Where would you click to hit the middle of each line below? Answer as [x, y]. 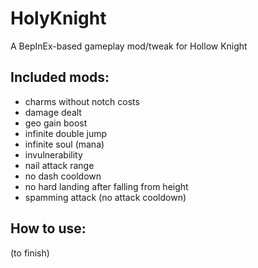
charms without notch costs [82, 101]
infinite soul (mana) [64, 144]
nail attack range [59, 165]
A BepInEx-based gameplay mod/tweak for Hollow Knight [129, 46]
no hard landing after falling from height [106, 186]
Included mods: [60, 77]
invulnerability [53, 154]
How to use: [48, 228]
